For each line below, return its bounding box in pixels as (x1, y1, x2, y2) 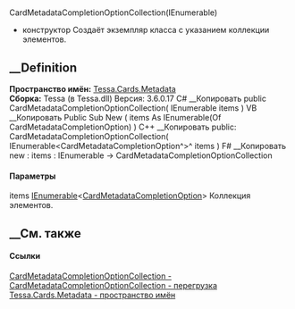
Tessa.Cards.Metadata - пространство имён (9, 289, 176, 300)
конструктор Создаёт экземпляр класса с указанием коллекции (21, 25, 270, 36)
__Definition (9, 60, 78, 75)
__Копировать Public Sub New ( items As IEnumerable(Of (9, 113, 222, 122)
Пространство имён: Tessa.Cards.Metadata (9, 84, 176, 94)
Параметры (9, 171, 56, 181)
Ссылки (9, 251, 41, 262)
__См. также (9, 226, 82, 241)
